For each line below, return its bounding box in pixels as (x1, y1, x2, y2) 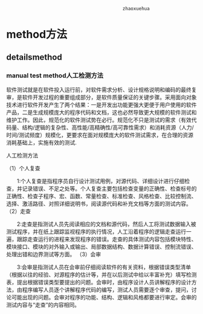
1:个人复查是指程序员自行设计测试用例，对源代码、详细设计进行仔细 (16, 177, 185, 184)
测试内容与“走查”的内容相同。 (6, 301, 80, 308)
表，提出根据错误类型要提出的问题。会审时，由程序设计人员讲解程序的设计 (6, 278, 192, 286)
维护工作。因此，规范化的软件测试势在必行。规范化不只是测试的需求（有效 (6, 116, 192, 123)
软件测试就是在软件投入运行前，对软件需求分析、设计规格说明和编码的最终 (6, 86, 192, 93)
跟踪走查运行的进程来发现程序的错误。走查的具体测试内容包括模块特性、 (16, 235, 197, 243)
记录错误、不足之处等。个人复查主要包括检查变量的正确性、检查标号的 (22, 185, 197, 192)
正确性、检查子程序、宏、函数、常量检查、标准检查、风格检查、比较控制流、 (6, 192, 197, 199)
